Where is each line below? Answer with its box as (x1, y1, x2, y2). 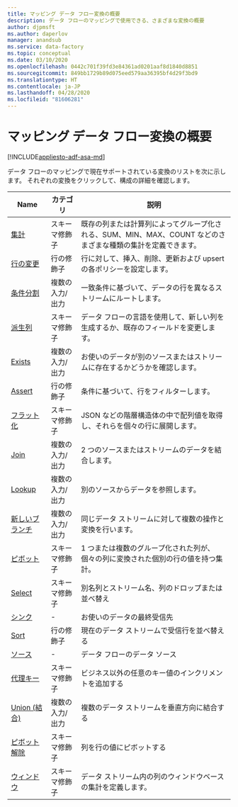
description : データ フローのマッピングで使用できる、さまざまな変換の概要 (7, 17, 205, 24)
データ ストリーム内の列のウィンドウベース (81, 772, 225, 781)
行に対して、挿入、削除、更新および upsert (81, 253, 225, 263)
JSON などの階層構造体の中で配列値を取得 (81, 410, 223, 420)
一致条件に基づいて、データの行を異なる (81, 283, 215, 293)
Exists (11, 356, 31, 366)
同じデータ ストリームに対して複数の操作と (81, 514, 225, 524)
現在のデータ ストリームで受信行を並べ (81, 625, 210, 635)
